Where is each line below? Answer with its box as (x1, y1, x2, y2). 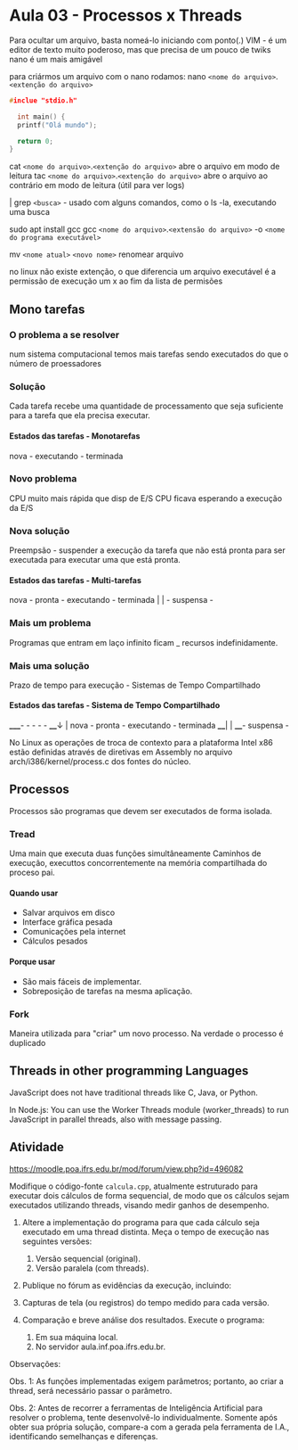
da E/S (9, 502, 34, 513)
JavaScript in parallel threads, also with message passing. (9, 1114, 222, 1125)
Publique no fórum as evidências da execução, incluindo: (21, 1280, 232, 1290)
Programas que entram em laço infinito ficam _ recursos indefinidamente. (9, 637, 278, 647)
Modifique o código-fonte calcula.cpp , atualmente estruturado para (9, 1181, 258, 1191)
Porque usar (9, 956, 56, 967)
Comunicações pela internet (21, 927, 126, 937)
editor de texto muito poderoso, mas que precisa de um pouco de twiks (9, 44, 271, 54)
